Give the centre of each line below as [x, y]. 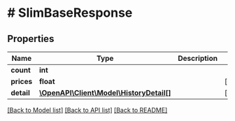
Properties [31, 39]
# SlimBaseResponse [70, 13]
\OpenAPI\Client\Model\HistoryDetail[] [105, 93]
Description [198, 58]
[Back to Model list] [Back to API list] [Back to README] [87, 110]
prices [22, 81]
